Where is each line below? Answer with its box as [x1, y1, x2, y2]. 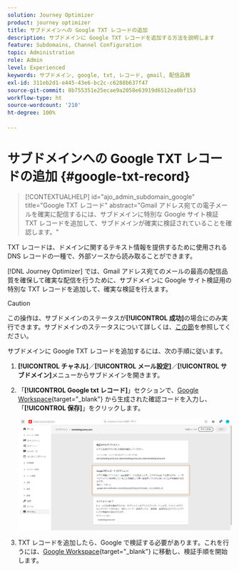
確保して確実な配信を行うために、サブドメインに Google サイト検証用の [19, 275, 232, 284]
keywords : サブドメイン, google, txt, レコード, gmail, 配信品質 [7, 71, 190, 78]
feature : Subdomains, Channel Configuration [7, 41, 142, 49]
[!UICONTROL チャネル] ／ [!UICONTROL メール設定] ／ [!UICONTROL [17, 361, 220, 370]
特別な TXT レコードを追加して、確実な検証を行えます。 [7, 284, 173, 293]
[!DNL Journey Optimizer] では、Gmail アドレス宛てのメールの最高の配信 [7, 267, 222, 275]
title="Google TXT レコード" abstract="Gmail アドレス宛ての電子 [24, 200, 215, 210]
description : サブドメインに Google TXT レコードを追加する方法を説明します [7, 34, 215, 41]
